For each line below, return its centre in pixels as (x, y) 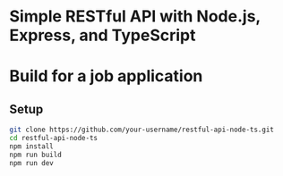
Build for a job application (106, 76)
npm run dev (31, 163)
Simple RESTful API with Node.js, (135, 17)
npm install (31, 146)
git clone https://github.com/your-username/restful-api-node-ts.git (142, 130)
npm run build (36, 155)
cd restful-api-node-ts (54, 138)
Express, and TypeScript (103, 35)
